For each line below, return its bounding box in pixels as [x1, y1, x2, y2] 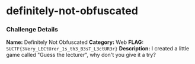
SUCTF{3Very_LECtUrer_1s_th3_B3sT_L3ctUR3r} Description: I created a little [6, 45, 190, 52]
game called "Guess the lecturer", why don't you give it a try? [6, 52, 156, 59]
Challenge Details [6, 25, 58, 34]
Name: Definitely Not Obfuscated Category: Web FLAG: [6, 39, 144, 46]
